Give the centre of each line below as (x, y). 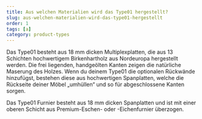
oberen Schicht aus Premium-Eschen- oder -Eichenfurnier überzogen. (95, 109)
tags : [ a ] (19, 29)
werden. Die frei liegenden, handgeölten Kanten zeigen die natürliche (94, 65)
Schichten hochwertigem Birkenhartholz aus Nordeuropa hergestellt (92, 59)
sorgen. (16, 91)
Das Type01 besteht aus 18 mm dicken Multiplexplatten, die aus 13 (90, 52)
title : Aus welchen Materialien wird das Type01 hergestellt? (87, 12)
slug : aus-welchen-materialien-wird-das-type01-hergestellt (85, 18)
